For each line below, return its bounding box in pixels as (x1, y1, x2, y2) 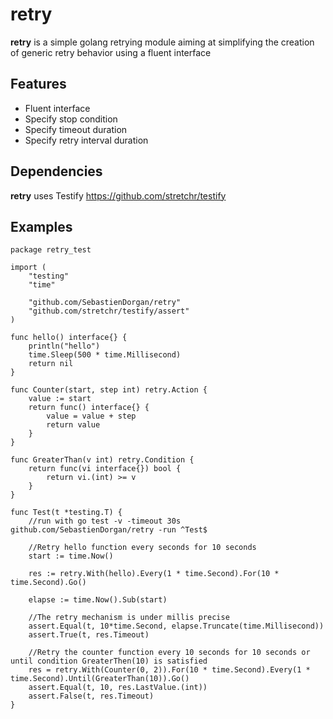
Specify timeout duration (24, 123, 128, 135)
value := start (28, 394, 92, 404)
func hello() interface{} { (10, 333, 128, 343)
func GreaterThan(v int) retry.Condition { (10, 455, 195, 465)
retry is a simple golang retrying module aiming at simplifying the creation (10, 36, 315, 48)
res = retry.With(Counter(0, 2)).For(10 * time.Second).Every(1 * (28, 665, 311, 675)
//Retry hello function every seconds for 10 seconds (28, 543, 257, 553)
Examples (10, 218, 73, 235)
